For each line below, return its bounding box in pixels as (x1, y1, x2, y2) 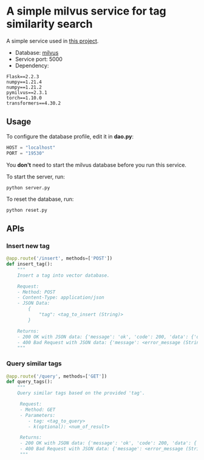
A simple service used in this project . (6, 37, 99, 44)
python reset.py (6, 207, 47, 213)
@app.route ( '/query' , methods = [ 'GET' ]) (6, 373, 107, 379)
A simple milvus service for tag (6, 4, 166, 18)
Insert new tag (6, 242, 50, 250)
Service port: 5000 (15, 55, 63, 63)
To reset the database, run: (6, 195, 74, 203)
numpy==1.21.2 (6, 84, 42, 90)
